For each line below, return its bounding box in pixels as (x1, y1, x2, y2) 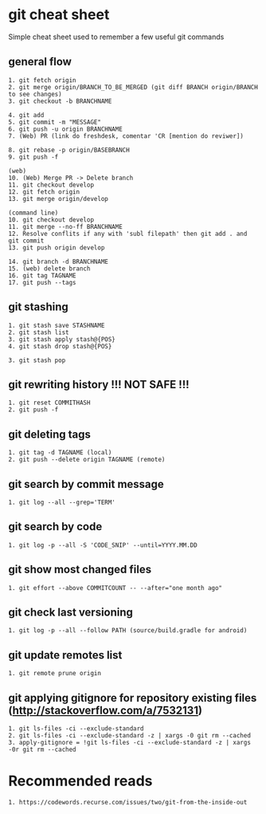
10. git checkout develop (8, 215, 94, 224)
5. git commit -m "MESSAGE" (8, 118, 102, 126)
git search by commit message (8, 477, 165, 491)
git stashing (8, 301, 69, 314)
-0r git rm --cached (8, 745, 77, 754)
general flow (8, 55, 72, 69)
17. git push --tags (8, 278, 77, 286)
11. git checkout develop (8, 181, 94, 189)
